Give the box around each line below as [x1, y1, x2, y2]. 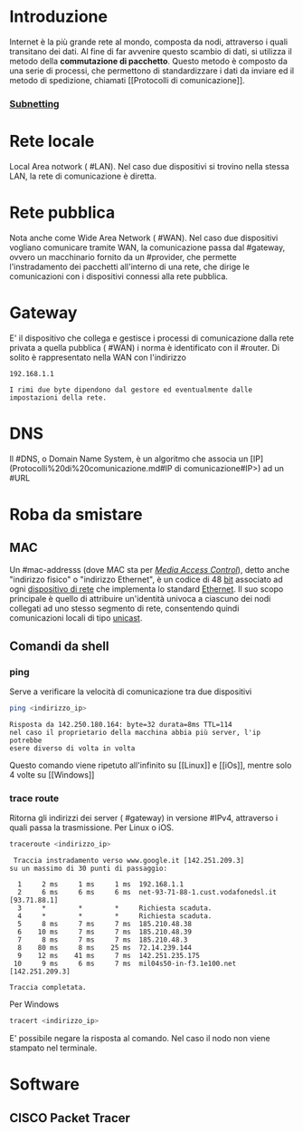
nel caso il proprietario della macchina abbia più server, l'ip [9, 728, 260, 738]
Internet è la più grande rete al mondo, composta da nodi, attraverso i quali [9, 36, 288, 47]
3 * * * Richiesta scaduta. [17, 904, 213, 913]
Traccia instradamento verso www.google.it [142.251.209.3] [13, 856, 245, 866]
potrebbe [9, 736, 43, 745]
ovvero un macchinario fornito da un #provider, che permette [9, 251, 237, 262]
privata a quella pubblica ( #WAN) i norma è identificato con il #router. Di [9, 342, 280, 353]
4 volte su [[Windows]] [9, 769, 95, 780]
